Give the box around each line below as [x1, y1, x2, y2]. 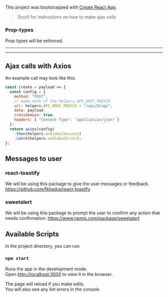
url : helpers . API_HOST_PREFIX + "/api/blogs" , [14, 103, 113, 108]
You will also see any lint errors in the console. [5, 286, 101, 292]
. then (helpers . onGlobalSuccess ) [14, 131, 81, 136]
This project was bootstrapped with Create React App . [5, 5, 117, 10]
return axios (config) [9, 126, 55, 132]
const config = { [9, 89, 46, 94]
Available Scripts [5, 230, 59, 238]
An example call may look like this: [5, 75, 76, 81]
